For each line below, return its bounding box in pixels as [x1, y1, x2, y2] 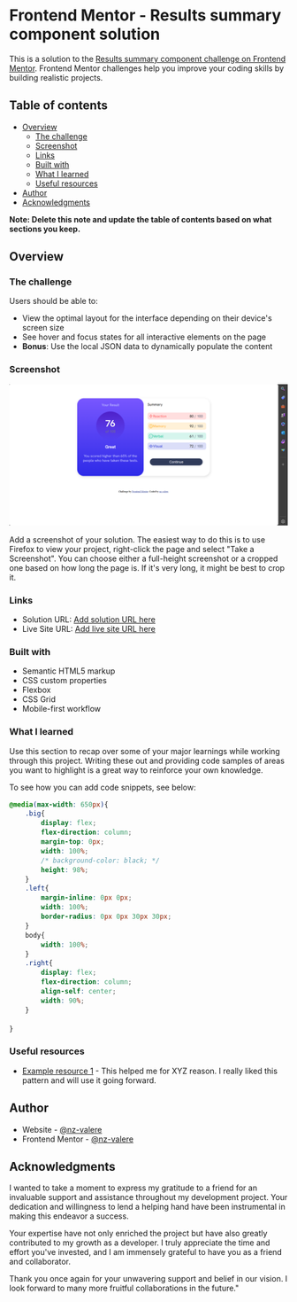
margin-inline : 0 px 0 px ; [41, 893, 133, 902]
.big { [25, 809, 46, 818]
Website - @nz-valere [21, 1124, 103, 1134]
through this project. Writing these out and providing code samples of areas [9, 755, 286, 766]
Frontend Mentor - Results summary [9, 5, 282, 26]
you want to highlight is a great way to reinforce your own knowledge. [9, 764, 263, 776]
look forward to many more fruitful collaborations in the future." [9, 1283, 240, 1294]
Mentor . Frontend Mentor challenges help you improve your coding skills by [9, 63, 285, 74]
